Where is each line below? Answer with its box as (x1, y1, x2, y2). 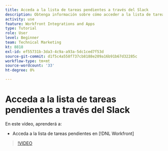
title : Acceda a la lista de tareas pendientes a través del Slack (5, 7, 149, 12)
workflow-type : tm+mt (5, 58, 50, 63)
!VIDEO (17, 140, 32, 146)
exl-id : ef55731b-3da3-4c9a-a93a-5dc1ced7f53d (5, 49, 104, 54)
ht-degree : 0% (5, 68, 35, 73)
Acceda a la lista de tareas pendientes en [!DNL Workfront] (12, 130, 134, 136)
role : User (5, 30, 28, 35)
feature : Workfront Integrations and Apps (5, 21, 95, 26)
